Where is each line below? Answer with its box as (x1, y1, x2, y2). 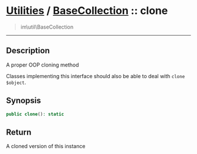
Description (6, 45, 50, 56)
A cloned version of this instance (6, 143, 86, 150)
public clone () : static (6, 111, 64, 117)
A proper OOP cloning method (6, 61, 79, 68)
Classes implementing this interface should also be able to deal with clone (6, 72, 185, 79)
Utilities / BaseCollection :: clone (6, 4, 168, 17)
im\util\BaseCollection (20, 23, 74, 30)
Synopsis (6, 96, 41, 106)
